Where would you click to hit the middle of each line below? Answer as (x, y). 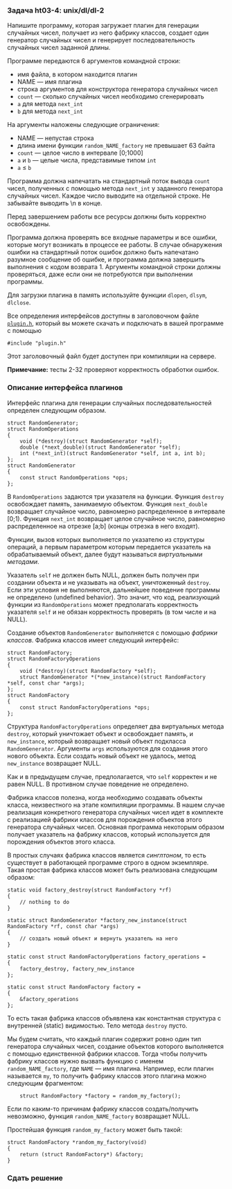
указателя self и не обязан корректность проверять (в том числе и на (112, 612)
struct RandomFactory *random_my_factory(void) (77, 1142)
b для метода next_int (50, 111)
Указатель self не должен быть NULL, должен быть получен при (103, 575)
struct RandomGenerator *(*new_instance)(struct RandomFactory (113, 677)
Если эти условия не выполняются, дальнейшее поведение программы (114, 590)
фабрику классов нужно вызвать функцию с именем (86, 1061)
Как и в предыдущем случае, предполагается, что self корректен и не (112, 776)
